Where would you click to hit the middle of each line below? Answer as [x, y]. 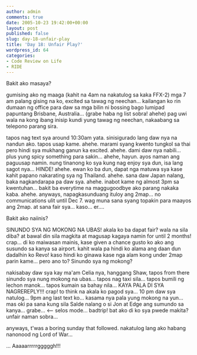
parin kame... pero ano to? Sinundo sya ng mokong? [69, 262]
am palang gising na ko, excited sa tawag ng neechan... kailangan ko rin [93, 101]
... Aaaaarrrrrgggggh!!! [33, 346]
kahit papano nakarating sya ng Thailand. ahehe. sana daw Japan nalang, [96, 176]
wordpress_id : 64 [27, 50]
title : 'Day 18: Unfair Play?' [45, 45]
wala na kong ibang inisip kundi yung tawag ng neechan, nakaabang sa [93, 120]
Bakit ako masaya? [29, 83]
